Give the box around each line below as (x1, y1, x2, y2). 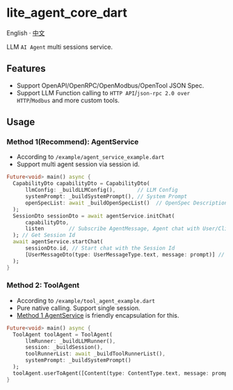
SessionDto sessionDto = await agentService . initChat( (13, 212, 175, 220)
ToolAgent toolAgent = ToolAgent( (13, 331, 113, 338)
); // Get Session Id (13, 231, 76, 239)
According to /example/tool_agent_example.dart (16, 296, 156, 304)
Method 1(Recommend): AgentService (6, 137, 139, 147)
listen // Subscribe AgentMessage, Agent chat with (24, 225, 200, 232)
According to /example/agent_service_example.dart (16, 153, 165, 161)
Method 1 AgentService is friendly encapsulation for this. (16, 311, 179, 319)
